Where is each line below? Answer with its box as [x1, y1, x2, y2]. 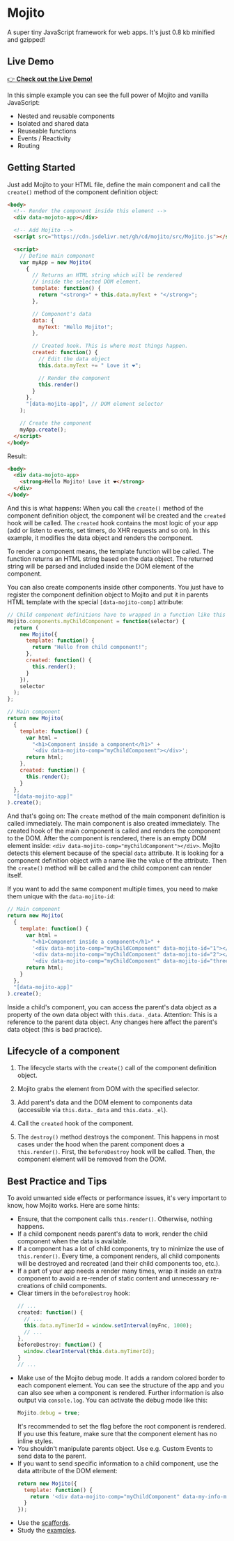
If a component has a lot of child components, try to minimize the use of [17, 1245, 224, 1253]
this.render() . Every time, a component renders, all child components [17, 1252, 221, 1260]
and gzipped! [7, 35, 45, 43]
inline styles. [17, 1437, 54, 1445]
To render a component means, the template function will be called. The [7, 547, 214, 555]
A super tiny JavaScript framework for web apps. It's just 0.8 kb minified [7, 28, 215, 36]
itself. [7, 871, 23, 879]
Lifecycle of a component [7, 1045, 120, 1057]
